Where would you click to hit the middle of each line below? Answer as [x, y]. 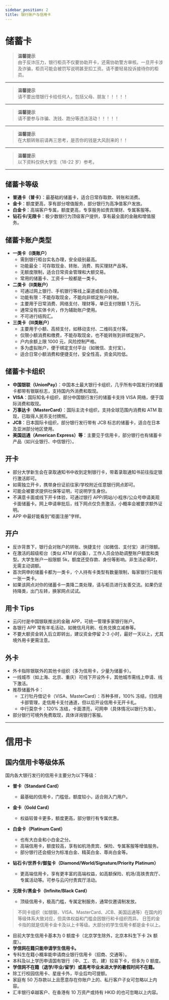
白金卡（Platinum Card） [39, 829]
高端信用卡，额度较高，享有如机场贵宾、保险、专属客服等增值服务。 [91, 846]
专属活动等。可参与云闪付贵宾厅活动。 [60, 880]
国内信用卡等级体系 [35, 762]
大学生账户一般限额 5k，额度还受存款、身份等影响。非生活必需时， [91, 559]
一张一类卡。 [26, 578]
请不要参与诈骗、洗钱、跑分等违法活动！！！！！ [68, 119]
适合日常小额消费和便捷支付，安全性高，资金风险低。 [75, 354]
